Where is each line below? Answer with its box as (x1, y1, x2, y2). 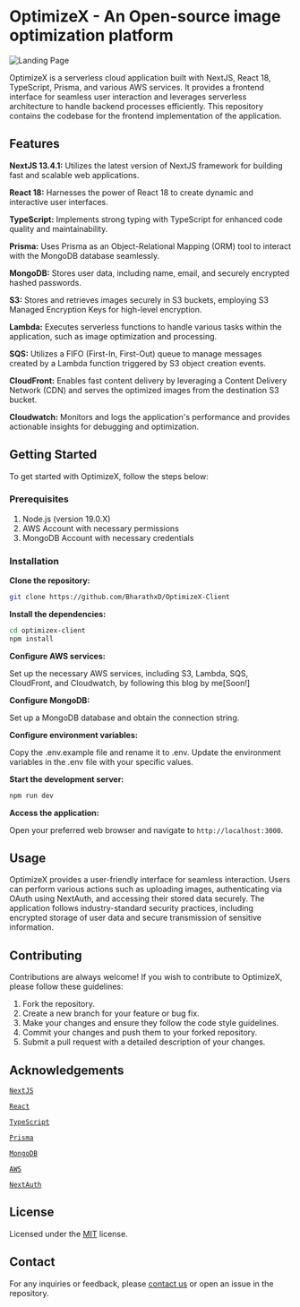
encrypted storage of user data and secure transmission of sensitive (9, 912, 262, 924)
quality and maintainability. (9, 223, 108, 234)
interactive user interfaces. (9, 196, 109, 207)
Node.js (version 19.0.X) (21, 513, 111, 524)
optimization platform (9, 25, 174, 46)
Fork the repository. (21, 999, 96, 1010)
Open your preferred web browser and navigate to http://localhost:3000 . (9, 824, 284, 835)
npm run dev (9, 791, 54, 800)
